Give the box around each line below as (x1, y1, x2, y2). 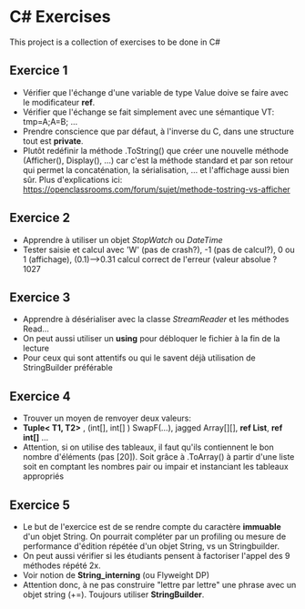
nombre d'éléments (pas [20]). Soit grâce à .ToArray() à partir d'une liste (22, 452, 295, 462)
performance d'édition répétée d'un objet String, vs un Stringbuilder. (22, 541, 280, 552)
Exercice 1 (9, 63, 68, 78)
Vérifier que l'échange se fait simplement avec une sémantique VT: (22, 107, 275, 117)
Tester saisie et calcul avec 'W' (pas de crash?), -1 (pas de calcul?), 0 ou (22, 244, 295, 255)
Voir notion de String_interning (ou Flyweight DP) (22, 570, 210, 580)
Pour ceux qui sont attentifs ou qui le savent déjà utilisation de (22, 352, 257, 363)
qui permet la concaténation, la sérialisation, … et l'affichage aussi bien (22, 164, 290, 175)
